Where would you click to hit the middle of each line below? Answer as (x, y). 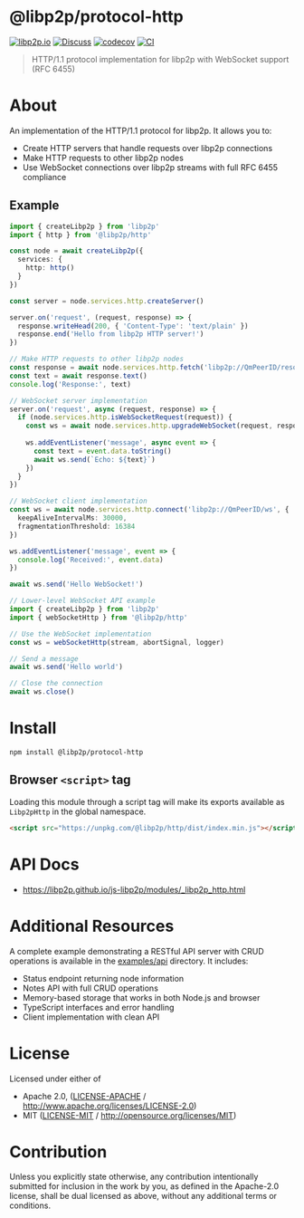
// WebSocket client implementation (78, 501)
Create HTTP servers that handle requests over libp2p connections (147, 148)
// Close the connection (56, 684)
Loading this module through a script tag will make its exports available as (147, 801)
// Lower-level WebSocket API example (82, 601)
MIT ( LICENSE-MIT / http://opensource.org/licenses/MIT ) (129, 1115)
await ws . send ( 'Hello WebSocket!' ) (76, 585)
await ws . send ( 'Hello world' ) (66, 667)
